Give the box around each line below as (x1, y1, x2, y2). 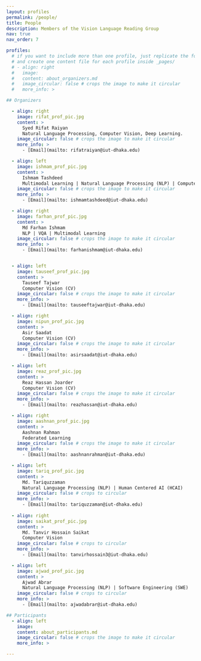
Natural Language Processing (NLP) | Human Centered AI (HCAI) (22, 485, 184, 491)
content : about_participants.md (17, 629, 98, 635)
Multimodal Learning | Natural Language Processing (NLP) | (22, 181, 175, 187)
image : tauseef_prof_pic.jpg (17, 268, 90, 275)
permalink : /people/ (6, 14, 58, 20)
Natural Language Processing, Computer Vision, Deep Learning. (22, 130, 184, 137)
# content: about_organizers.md (11, 76, 98, 82)
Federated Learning (22, 435, 71, 441)
